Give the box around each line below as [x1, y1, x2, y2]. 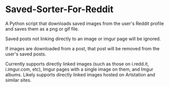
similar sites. [5, 77, 32, 83]
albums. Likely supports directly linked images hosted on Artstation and [5, 71, 155, 77]
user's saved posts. [5, 51, 47, 57]
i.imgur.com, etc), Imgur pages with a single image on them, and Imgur [5, 66, 154, 72]
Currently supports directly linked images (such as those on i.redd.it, [5, 61, 149, 67]
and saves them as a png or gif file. [5, 25, 79, 32]
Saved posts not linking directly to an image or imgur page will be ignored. [5, 36, 161, 42]
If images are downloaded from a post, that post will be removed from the [5, 45, 160, 51]
